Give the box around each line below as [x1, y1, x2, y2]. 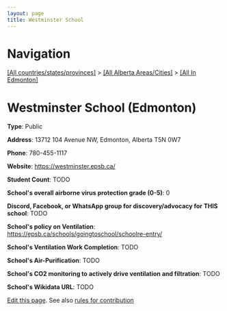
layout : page [7, 10, 44, 17]
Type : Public [7, 123, 43, 131]
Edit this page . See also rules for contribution [7, 296, 135, 305]
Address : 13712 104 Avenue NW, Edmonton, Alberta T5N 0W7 [7, 136, 181, 144]
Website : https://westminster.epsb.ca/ [7, 162, 116, 171]
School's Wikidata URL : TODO [7, 283, 94, 291]
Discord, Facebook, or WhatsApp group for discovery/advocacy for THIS [7, 202, 218, 210]
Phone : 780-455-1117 [7, 149, 68, 158]
